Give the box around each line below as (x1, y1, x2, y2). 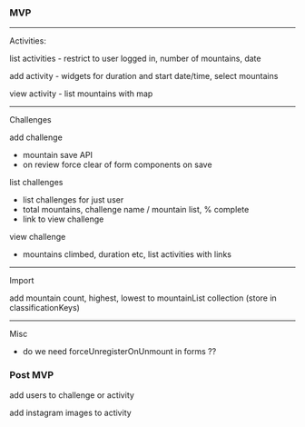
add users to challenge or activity (9, 389, 134, 401)
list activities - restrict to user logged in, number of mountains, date (9, 53, 261, 65)
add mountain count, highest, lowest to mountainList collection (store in (9, 293, 277, 303)
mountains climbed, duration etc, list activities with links (22, 249, 231, 260)
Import (9, 275, 34, 286)
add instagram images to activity (9, 407, 132, 418)
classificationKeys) (9, 303, 80, 313)
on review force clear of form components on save (22, 159, 212, 170)
